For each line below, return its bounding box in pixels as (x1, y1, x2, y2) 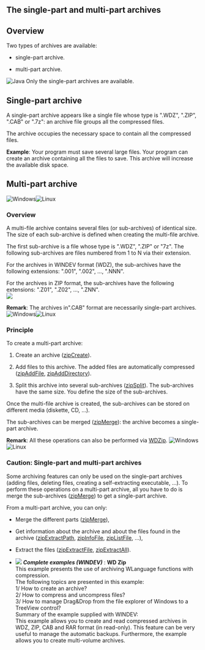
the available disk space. (6, 162, 69, 169)
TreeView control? (15, 604, 61, 611)
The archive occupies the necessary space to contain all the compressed (6, 130, 192, 137)
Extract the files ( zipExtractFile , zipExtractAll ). (15, 546, 132, 553)
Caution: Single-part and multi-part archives (6, 458, 142, 467)
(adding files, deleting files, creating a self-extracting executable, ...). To (6, 479, 188, 486)
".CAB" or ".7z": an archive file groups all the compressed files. (6, 118, 165, 125)
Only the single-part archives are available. (26, 78, 135, 85)
